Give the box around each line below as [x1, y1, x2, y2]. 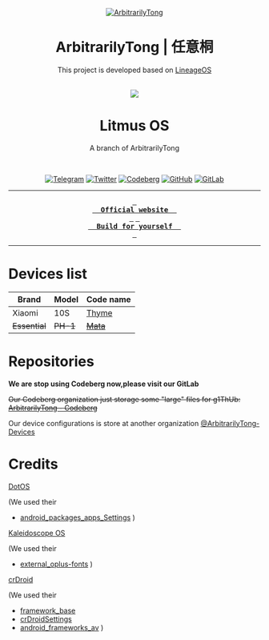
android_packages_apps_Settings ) [19, 513, 136, 522]
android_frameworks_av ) [19, 622, 104, 632]
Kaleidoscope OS [8, 528, 66, 537]
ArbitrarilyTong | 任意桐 [55, 38, 214, 56]
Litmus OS [99, 117, 170, 135]
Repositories [8, 352, 94, 370]
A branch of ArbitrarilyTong [89, 143, 180, 152]
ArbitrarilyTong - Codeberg [8, 403, 98, 413]
